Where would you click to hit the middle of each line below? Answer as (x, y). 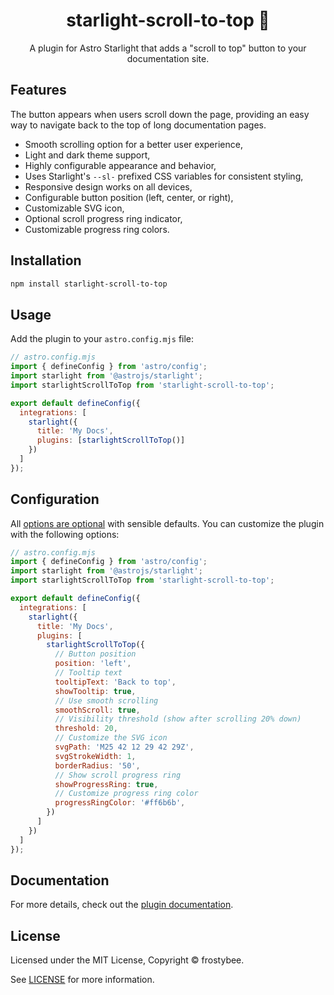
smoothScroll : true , (97, 710)
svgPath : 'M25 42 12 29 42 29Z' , (124, 747)
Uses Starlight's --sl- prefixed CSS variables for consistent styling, (164, 176)
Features (38, 90)
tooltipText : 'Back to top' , (115, 682)
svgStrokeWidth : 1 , (95, 756)
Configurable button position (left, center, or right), (129, 197)
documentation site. (168, 58)
